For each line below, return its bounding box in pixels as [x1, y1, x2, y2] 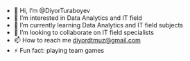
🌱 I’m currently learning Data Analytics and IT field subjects [13, 21, 184, 29]
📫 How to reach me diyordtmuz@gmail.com [13, 36, 141, 44]
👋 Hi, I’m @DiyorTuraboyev [13, 7, 90, 14]
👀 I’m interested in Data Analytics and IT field [13, 14, 142, 22]
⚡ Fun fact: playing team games [13, 47, 105, 54]
